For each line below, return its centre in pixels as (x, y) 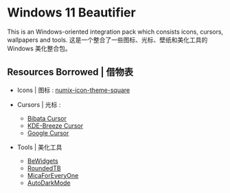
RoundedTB (44, 168)
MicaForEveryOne (53, 175)
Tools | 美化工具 (39, 147)
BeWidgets (43, 161)
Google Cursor (48, 133)
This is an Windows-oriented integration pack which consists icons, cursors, (115, 32)
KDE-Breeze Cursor (55, 126)
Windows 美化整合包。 (39, 48)
